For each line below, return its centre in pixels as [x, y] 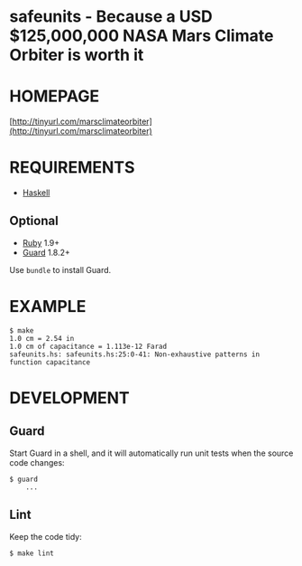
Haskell [36, 193]
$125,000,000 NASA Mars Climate [142, 36]
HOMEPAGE [55, 96]
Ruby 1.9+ [41, 242]
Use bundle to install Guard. [60, 269]
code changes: [37, 462]
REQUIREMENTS [72, 168]
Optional [34, 221]
